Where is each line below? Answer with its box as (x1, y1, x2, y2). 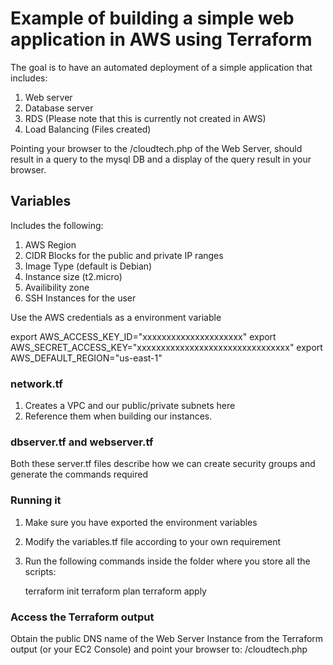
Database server (24, 102, 94, 114)
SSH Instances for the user (24, 292, 137, 304)
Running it (10, 493, 62, 507)
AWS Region (24, 238, 77, 251)
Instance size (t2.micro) (24, 270, 123, 282)
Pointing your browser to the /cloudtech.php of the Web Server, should (10, 142, 303, 154)
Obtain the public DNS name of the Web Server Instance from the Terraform (10, 632, 324, 644)
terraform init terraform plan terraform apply (24, 585, 207, 597)
